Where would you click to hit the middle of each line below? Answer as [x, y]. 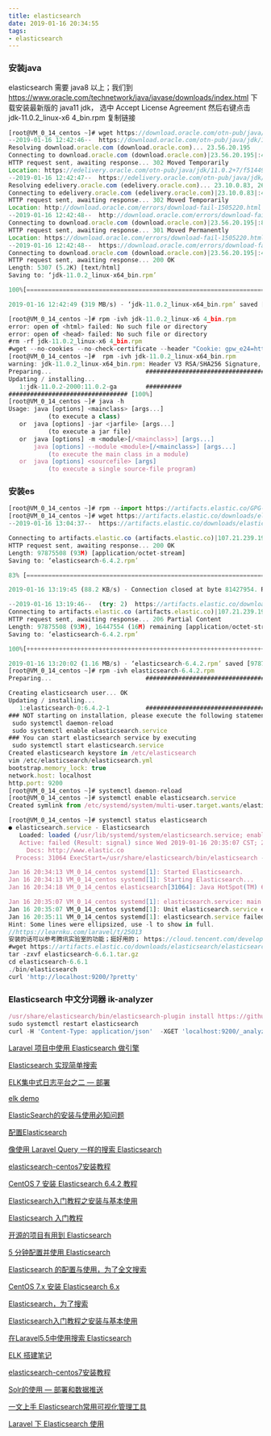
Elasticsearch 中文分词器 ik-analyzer [81, 999]
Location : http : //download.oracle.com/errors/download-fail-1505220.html [135, 208]
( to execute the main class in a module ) [119, 454]
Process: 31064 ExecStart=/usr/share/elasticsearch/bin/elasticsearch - [140, 858]
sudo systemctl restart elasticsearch [73, 1024]
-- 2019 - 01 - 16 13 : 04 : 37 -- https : [65, 524]
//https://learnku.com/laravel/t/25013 [75, 932]
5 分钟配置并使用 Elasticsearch [60, 1252]
